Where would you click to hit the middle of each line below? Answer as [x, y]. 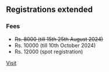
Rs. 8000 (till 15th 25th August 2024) [59, 39]
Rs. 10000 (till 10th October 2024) [55, 45]
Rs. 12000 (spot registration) [49, 52]
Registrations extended [50, 10]
